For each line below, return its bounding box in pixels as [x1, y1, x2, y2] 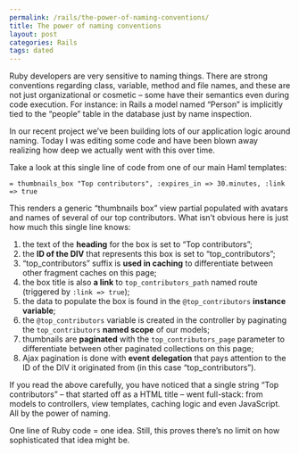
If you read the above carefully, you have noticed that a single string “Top [9, 380, 279, 391]
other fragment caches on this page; [21, 268, 158, 278]
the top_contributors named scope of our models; [21, 325, 210, 335]
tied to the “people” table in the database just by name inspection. [9, 109, 253, 120]
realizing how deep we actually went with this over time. [9, 144, 216, 156]
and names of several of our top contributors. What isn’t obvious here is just [9, 212, 289, 223]
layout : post [9, 29, 58, 38]
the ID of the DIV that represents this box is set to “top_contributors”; [21, 249, 276, 260]
